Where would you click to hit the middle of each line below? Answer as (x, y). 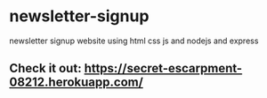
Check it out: (45, 68)
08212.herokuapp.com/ (77, 83)
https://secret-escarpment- (163, 68)
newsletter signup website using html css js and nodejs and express (134, 41)
